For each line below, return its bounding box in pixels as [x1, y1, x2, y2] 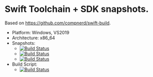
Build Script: [11, 61, 37, 67]
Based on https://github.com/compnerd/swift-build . [4, 20, 111, 26]
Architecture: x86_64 [11, 35, 55, 41]
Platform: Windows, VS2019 [11, 29, 69, 35]
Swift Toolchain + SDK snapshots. [4, 3, 149, 15]
